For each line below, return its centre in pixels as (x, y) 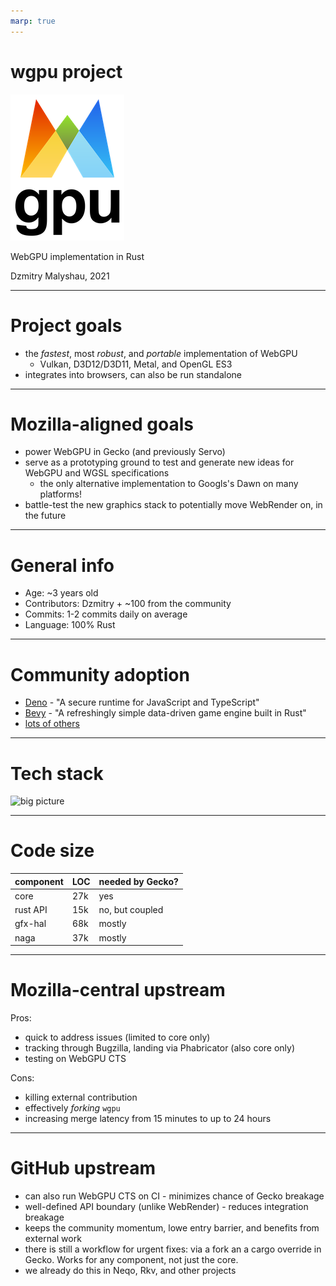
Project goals (66, 325)
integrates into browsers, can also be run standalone (133, 374)
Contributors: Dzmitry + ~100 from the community (128, 604)
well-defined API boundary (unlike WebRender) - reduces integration (166, 1207)
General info (62, 565)
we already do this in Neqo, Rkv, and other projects (130, 1271)
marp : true (33, 21)
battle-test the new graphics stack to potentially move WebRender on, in (173, 505)
